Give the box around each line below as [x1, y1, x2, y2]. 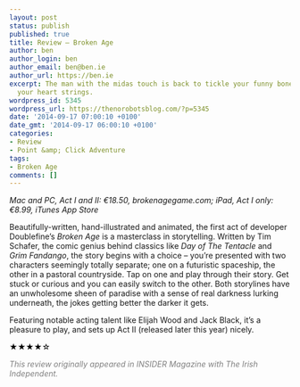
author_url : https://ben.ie [9, 71, 114, 80]
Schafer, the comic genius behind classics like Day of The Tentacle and [9, 241, 272, 251]
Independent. [9, 368, 59, 379]
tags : [9, 153, 29, 163]
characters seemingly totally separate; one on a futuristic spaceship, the [9, 259, 276, 270]
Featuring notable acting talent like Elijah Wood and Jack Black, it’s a [9, 315, 262, 325]
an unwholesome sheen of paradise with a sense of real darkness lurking [9, 288, 279, 299]
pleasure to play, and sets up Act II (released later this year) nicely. [9, 325, 254, 335]
